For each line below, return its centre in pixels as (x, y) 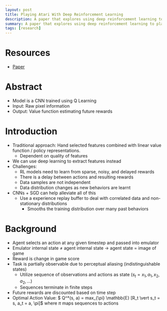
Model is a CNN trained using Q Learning (54, 101)
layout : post (19, 10)
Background (31, 229)
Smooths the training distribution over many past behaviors (88, 209)
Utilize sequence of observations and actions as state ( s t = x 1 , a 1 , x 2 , (90, 275)
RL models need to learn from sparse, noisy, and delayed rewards (87, 171)
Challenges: (25, 166)
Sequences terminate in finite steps (56, 288)
